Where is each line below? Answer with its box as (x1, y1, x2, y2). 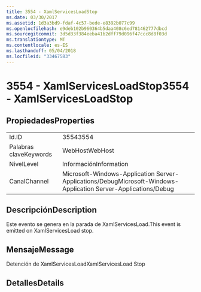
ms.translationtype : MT (6, 37, 66, 43)
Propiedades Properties (6, 116, 95, 126)
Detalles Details (6, 278, 65, 288)
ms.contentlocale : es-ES (6, 43, 68, 49)
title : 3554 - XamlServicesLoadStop (6, 8, 98, 15)
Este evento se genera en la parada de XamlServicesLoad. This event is (6, 221, 181, 228)
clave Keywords (9, 150, 53, 158)
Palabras (9, 142, 34, 150)
